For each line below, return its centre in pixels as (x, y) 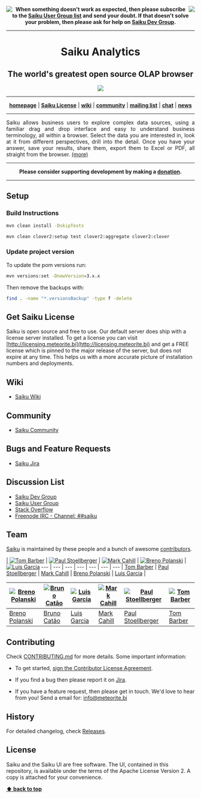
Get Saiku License (40, 317)
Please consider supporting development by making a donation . (100, 172)
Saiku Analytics (100, 52)
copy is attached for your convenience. (54, 777)
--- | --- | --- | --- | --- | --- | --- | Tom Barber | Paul (105, 567)
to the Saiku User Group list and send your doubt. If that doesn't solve (100, 16)
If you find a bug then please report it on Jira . (71, 680)
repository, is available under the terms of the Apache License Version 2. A (98, 770)
